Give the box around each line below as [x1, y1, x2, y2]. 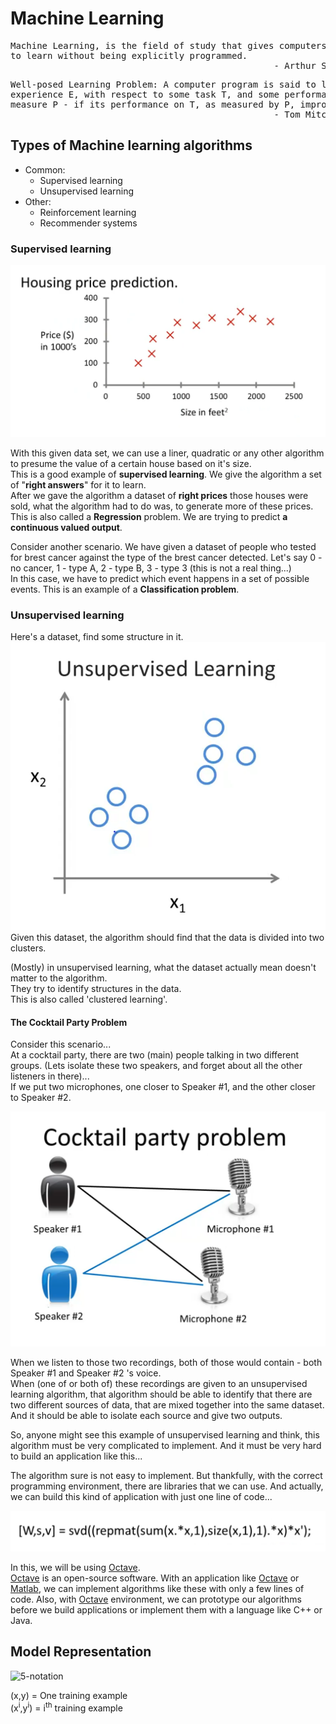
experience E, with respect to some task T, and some [10, 88, 280, 100]
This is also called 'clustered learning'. [10, 993, 168, 1006]
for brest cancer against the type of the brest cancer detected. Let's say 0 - [10, 552, 323, 564]
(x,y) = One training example [10, 1689, 128, 1701]
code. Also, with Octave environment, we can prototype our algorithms [10, 1593, 302, 1605]
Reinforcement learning [39, 206, 137, 218]
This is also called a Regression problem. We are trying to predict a [10, 511, 288, 523]
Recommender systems [39, 217, 138, 229]
